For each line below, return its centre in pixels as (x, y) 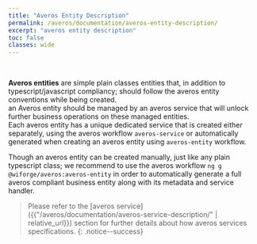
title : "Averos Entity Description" (69, 15)
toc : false (26, 38)
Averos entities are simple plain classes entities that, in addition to (117, 83)
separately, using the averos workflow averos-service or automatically (123, 133)
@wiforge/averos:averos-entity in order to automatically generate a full (125, 174)
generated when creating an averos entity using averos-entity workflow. (127, 142)
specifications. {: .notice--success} (86, 231)
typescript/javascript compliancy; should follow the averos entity (114, 91)
